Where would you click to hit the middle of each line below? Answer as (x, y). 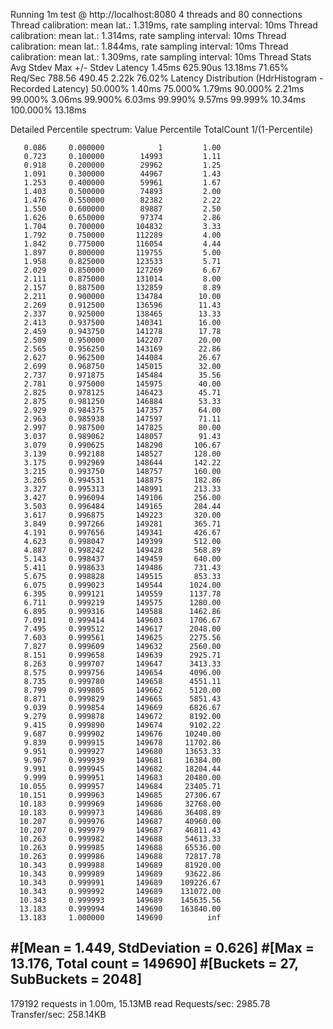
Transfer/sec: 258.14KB (58, 1014)
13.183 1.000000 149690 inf (120, 918)
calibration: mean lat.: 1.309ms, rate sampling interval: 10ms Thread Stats (161, 57)
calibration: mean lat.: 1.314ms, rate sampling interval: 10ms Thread (148, 35)
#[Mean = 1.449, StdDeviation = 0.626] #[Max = (162, 948)
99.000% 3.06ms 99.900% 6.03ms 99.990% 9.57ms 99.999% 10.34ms (158, 99)
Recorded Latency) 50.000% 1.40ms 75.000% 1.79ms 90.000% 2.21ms (157, 88)
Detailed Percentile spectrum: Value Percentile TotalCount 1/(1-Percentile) (162, 129)
